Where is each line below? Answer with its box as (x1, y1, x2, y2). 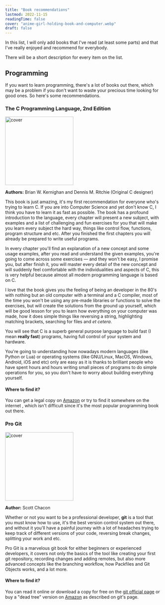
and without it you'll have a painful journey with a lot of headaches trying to (5, 525, 159, 531)
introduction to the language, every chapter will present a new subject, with (5, 215, 160, 221)
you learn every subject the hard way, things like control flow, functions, (5, 225, 152, 232)
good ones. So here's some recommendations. (5, 93, 101, 99)
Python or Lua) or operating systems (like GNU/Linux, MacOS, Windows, (5, 354, 153, 360)
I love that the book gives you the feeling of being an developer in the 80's (5, 287, 157, 293)
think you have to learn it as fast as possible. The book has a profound (5, 210, 149, 216)
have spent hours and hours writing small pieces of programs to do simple (5, 364, 157, 370)
